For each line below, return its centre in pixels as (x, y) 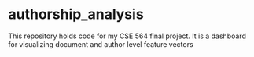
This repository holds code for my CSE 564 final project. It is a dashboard (127, 36)
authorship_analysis (76, 14)
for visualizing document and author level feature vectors (101, 44)
